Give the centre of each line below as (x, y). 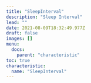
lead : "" (17, 22)
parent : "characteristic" (48, 55)
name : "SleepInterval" (39, 71)
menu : (13, 44)
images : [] (19, 39)
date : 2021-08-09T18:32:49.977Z (45, 28)
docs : (18, 50)
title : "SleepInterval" (35, 11)
